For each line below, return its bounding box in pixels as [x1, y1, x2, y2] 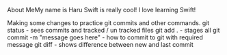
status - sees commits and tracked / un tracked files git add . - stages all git [7, 26, 220, 34]
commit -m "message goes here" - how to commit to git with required [7, 33, 204, 41]
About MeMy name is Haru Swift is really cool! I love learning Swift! [7, 6, 196, 14]
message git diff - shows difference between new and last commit [7, 41, 193, 48]
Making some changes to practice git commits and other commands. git [7, 19, 210, 26]
